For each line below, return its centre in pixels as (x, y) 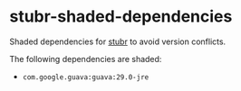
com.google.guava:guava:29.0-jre (86, 77)
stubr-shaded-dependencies (121, 17)
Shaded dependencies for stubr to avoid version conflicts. (118, 41)
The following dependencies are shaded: (86, 59)
